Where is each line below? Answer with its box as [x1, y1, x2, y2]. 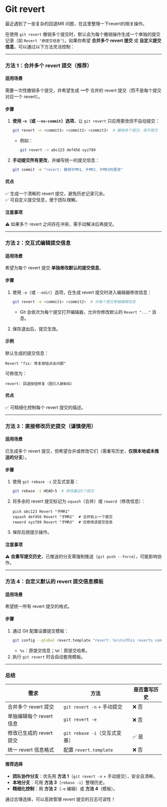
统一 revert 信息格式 [7, 746, 54, 753]
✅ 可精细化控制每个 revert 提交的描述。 [5, 404, 86, 410]
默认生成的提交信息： [5, 350, 49, 356]
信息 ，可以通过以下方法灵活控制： [5, 43, 75, 49]
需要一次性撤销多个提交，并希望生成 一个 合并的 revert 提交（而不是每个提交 [5, 87, 162, 93]
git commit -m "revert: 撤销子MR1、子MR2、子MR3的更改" [12, 167, 123, 173]
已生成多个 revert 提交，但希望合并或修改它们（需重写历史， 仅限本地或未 [5, 448, 155, 454]
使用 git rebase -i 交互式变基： [12, 479, 79, 485]
